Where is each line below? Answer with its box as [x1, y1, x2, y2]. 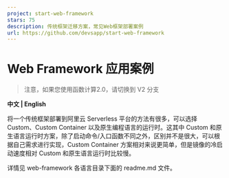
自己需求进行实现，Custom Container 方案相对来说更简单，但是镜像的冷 [12, 141, 217, 149]
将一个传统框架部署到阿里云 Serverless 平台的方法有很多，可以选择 [7, 115, 198, 123]
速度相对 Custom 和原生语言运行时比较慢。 [12, 149, 135, 157]
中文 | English [7, 100, 47, 108]
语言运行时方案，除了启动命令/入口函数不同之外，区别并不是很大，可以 [12, 132, 215, 140]
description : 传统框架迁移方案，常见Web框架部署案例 [7, 23, 144, 30]
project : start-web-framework [7, 10, 94, 17]
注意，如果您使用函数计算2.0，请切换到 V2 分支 [23, 86, 160, 94]
